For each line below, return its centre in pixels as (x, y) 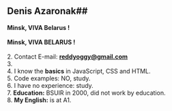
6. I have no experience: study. (50, 85)
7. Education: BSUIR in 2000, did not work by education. (86, 93)
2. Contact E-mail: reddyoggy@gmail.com (68, 57)
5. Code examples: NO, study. (49, 78)
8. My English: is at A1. (39, 100)
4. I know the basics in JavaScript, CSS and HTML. (79, 71)
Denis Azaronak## (47, 11)
